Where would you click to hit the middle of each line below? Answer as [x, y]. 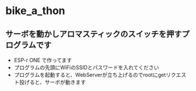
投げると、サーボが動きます [52, 82]
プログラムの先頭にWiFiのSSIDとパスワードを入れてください [86, 68]
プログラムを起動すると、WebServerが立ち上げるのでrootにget [90, 75]
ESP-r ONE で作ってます [43, 60]
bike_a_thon [35, 11]
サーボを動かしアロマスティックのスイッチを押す [94, 34]
